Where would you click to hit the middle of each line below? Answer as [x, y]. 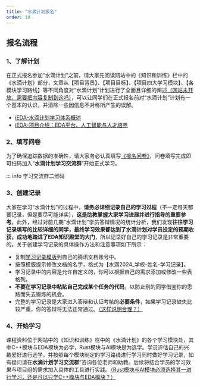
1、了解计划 [23, 61]
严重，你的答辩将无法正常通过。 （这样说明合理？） [81, 309]
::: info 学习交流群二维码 [35, 176]
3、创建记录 [24, 193]
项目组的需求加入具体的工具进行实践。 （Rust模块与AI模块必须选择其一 [101, 370]
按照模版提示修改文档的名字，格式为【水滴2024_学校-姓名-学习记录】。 [102, 264]
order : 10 [18, 17]
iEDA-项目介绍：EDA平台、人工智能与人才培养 [71, 125]
